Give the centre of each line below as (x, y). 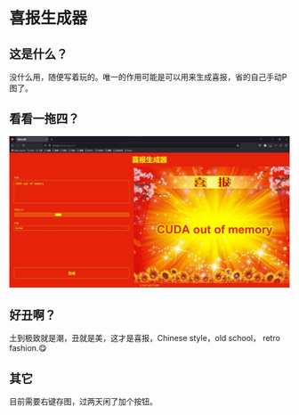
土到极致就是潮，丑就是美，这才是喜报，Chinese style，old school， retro (145, 338)
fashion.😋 (28, 348)
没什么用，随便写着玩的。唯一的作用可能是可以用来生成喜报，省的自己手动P (148, 77)
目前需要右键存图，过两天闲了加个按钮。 (83, 402)
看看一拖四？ (44, 119)
